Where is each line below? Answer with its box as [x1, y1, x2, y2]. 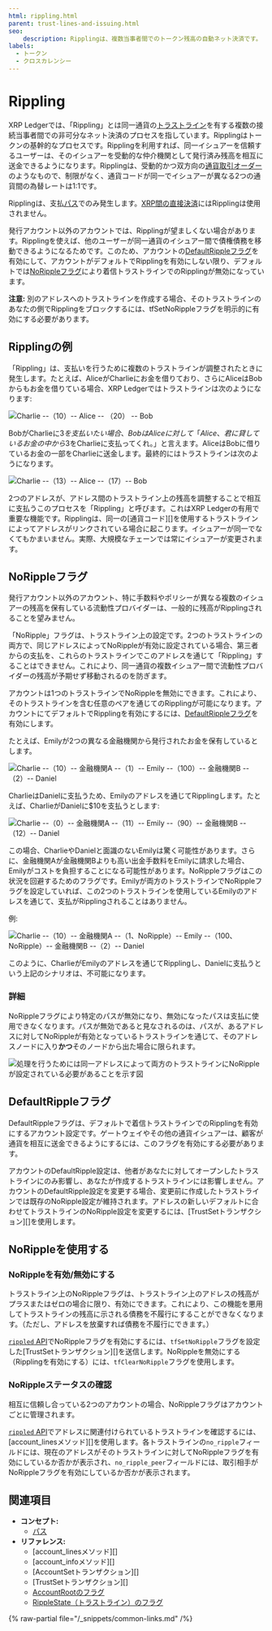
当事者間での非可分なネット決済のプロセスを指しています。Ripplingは [15, 130, 248, 140]
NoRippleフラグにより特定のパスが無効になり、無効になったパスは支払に [8, 1010, 253, 1020]
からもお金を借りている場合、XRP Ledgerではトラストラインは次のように [8, 383, 254, 393]
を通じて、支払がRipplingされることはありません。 [22, 897, 192, 906]
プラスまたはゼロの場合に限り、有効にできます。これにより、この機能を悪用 [8, 1299, 263, 1309]
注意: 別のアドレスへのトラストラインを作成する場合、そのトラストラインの [8, 293, 262, 303]
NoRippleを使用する [8, 1242, 110, 1256]
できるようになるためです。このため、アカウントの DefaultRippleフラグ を [15, 245, 259, 256]
